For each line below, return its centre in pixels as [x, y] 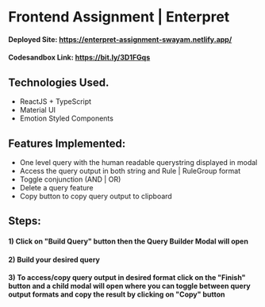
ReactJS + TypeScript [56, 102]
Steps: [25, 221]
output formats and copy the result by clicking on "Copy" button [117, 294]
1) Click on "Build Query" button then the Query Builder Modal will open [128, 241]
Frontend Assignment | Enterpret [119, 17]
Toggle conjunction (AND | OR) [70, 179]
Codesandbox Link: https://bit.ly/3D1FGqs [79, 58]
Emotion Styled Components [66, 118]
